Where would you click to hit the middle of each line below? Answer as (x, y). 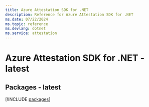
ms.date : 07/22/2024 (27, 19)
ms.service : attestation (31, 33)
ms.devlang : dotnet (26, 29)
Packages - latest (33, 87)
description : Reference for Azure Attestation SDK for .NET (69, 15)
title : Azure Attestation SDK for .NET (47, 10)
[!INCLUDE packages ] (28, 99)
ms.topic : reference (27, 24)
